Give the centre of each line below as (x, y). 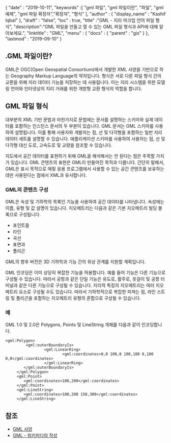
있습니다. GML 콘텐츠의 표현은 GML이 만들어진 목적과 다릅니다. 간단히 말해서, (87, 162)
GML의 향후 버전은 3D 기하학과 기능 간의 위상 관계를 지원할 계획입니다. (76, 262)
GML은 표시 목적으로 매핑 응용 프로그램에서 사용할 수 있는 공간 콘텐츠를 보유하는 (85, 169)
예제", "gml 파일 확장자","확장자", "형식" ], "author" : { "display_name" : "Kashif (85, 14)
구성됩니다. (30, 214)
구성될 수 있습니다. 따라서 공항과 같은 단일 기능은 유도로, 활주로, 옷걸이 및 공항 (82, 279)
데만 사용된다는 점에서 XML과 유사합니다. (46, 175)
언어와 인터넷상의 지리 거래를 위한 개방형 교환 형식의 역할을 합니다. (76, 88)
